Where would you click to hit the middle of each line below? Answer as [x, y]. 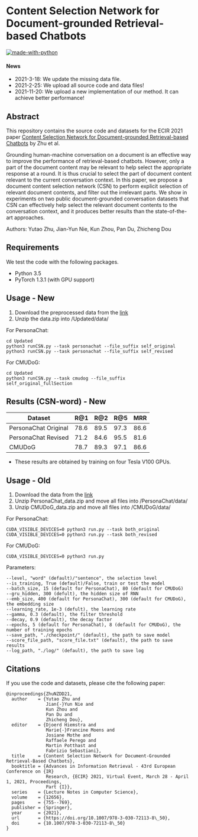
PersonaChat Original [39, 428]
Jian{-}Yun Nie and [70, 705]
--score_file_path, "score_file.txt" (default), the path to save [90, 640]
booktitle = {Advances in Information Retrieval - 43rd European [94, 767]
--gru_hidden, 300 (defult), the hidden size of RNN [72, 594]
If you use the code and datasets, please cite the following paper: [86, 683]
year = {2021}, [37, 813]
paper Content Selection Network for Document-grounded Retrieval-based [98, 137]
